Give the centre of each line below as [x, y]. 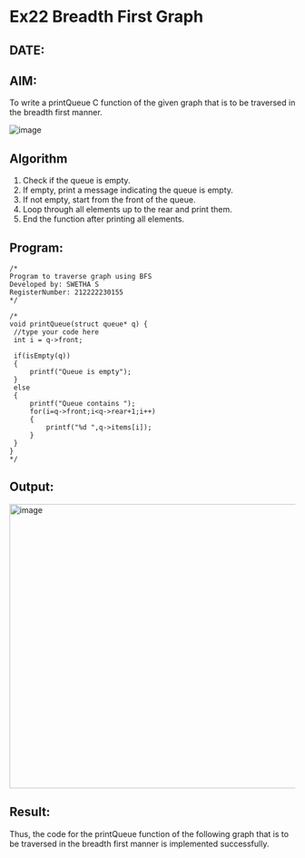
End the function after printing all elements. [103, 219]
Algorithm [39, 158]
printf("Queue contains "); [83, 404]
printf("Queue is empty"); [80, 372]
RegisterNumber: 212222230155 [67, 292]
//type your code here [56, 332]
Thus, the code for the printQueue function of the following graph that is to [149, 833]
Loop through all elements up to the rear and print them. [128, 210]
